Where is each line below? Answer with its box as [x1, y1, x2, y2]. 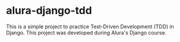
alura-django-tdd [6, 4, 92, 17]
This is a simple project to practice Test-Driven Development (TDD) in [6, 23, 174, 30]
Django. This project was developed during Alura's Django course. [6, 29, 167, 36]
